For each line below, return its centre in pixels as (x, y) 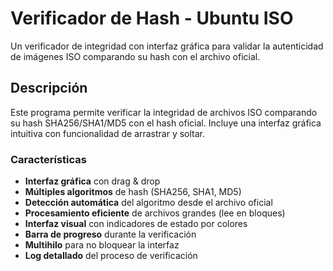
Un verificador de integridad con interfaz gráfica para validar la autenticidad (167, 46)
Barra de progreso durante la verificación (110, 234)
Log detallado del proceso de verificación (111, 256)
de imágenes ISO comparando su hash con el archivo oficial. (135, 56)
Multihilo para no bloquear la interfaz (102, 245)
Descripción (49, 88)
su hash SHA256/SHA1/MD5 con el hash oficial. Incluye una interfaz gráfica (166, 123)
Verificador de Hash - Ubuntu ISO (152, 18)
